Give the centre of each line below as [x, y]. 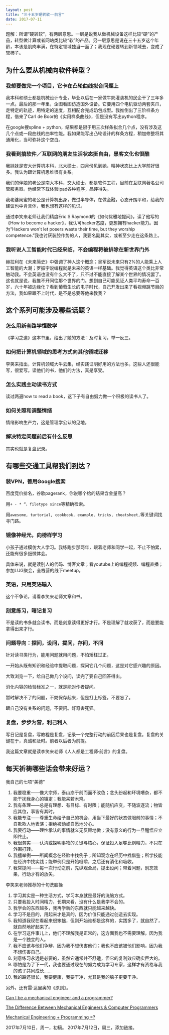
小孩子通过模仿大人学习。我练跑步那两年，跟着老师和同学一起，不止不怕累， [85, 547]
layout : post [19, 10]
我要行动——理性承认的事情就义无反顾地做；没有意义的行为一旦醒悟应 [86, 830]
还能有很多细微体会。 [28, 553]
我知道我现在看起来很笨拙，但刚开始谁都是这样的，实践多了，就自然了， [88, 920]
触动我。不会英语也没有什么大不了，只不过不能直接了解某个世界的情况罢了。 [85, 274]
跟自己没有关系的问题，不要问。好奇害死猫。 [52, 708]
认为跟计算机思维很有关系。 [47, 172]
